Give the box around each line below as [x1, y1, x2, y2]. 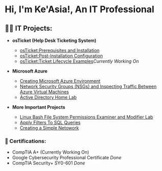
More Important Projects [12, 104, 66, 110]
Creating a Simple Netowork [19, 125, 79, 131]
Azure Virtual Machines [19, 89, 69, 95]
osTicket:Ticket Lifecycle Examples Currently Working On [19, 58, 139, 64]
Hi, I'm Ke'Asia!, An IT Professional [5, 4, 155, 15]
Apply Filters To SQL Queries [19, 119, 81, 126]
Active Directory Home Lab [19, 94, 77, 100]
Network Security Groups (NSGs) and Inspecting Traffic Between [19, 83, 157, 89]
